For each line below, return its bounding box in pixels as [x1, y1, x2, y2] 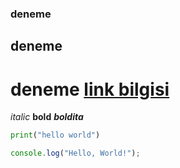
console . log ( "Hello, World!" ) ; [10, 148, 141, 159]
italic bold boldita [10, 111, 84, 123]
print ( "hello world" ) [10, 130, 101, 141]
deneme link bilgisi [10, 78, 170, 101]
